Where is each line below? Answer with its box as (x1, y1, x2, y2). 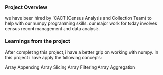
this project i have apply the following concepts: (5, 54, 102, 60)
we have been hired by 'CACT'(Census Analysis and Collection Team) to (5, 15, 152, 21)
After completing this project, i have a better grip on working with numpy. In (5, 49, 159, 55)
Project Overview (5, 4, 48, 11)
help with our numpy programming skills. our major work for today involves (5, 20, 157, 26)
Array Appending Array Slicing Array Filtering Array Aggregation (5, 64, 135, 70)
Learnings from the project (5, 38, 70, 45)
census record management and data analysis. (5, 26, 100, 32)
